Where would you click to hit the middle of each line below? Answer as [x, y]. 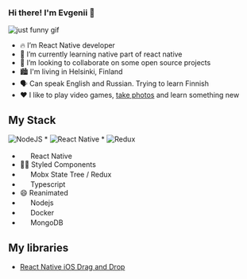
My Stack [32, 120]
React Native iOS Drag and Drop [72, 266]
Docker [42, 213]
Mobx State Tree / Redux [71, 175]
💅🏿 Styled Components [58, 165]
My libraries [39, 248]
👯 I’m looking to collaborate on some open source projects [115, 63]
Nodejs [42, 203]
